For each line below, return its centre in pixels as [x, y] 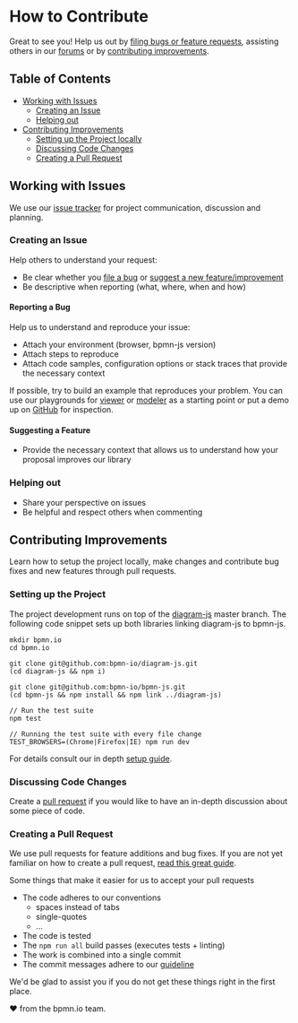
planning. [26, 217]
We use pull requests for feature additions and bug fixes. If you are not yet [146, 854]
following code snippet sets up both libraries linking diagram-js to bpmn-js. [148, 623]
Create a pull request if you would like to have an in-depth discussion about [149, 801]
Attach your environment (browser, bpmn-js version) [119, 345]
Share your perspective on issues [84, 502]
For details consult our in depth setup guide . [91, 759]
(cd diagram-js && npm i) [57, 671]
